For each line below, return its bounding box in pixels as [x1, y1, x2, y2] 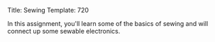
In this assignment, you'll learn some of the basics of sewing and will [7, 20, 209, 27]
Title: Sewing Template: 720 [7, 6, 89, 14]
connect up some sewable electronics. [7, 27, 121, 35]
